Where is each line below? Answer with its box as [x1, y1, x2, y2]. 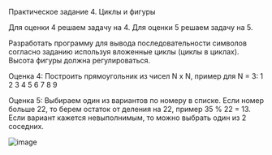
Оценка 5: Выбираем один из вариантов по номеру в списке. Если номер [8, 96, 265, 105]
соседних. [8, 122, 45, 131]
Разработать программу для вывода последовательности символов [8, 38, 248, 48]
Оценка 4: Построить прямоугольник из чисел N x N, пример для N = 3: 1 [8, 71, 264, 80]
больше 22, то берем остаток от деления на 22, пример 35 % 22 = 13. [8, 105, 252, 114]
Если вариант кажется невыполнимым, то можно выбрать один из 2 [8, 113, 247, 123]
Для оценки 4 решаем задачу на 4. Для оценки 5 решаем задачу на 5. [8, 23, 253, 32]
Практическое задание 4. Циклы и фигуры [8, 7, 156, 16]
